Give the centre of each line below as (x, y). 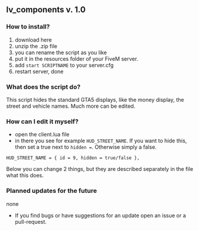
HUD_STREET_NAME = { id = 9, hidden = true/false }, (73, 158)
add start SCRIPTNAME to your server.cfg (64, 65)
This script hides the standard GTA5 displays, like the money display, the (95, 99)
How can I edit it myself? (42, 121)
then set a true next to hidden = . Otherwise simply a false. (85, 147)
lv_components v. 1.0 (46, 10)
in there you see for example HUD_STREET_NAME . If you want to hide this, (101, 141)
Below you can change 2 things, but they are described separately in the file (100, 169)
